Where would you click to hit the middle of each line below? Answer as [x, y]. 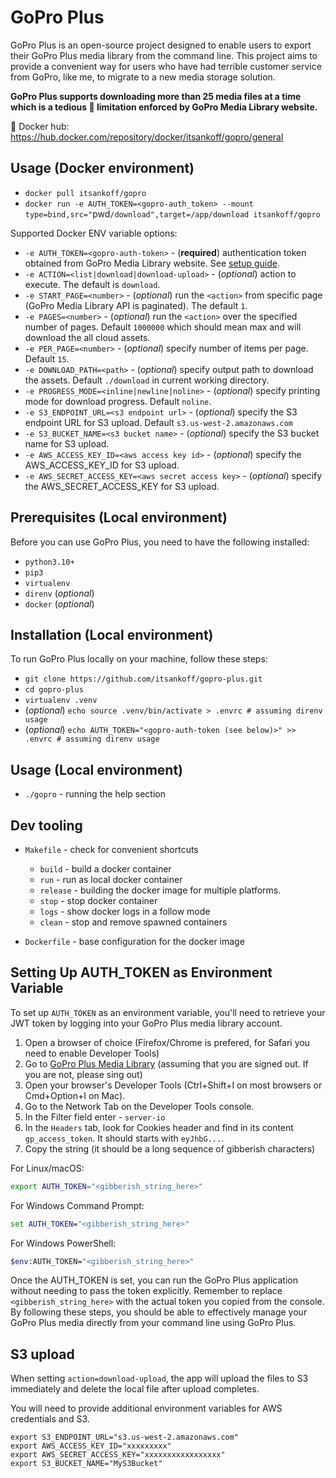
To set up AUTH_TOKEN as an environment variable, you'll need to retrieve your [168, 1012]
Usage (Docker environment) [102, 168]
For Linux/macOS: [47, 1168]
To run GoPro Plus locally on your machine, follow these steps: [139, 659]
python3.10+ [49, 562]
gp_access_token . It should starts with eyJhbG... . [124, 1138]
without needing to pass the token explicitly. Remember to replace [146, 1291]
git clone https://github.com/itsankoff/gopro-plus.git [143, 679]
